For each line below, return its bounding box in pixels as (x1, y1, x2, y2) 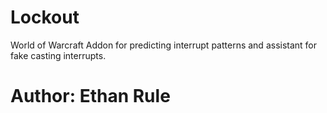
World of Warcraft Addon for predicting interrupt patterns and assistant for (10, 39, 318, 51)
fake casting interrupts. (10, 49, 107, 61)
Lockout (10, 6, 80, 29)
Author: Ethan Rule (10, 85, 171, 108)
